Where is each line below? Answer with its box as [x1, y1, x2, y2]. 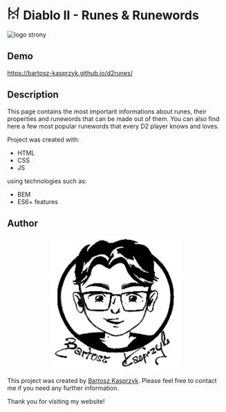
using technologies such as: [7, 176, 87, 185]
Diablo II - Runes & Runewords [23, 8, 199, 24]
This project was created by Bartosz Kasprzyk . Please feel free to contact [7, 376, 217, 384]
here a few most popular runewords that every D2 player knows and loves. [7, 122, 220, 130]
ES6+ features [17, 197, 59, 206]
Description [7, 89, 59, 101]
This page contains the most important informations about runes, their [7, 107, 207, 115]
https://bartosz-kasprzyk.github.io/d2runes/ [7, 68, 133, 77]
